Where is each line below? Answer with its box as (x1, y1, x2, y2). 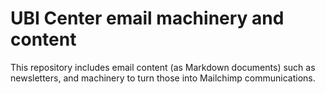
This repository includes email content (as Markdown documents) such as (10, 61, 316, 73)
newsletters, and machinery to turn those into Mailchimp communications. (10, 72, 316, 84)
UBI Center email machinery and (10, 7, 285, 30)
